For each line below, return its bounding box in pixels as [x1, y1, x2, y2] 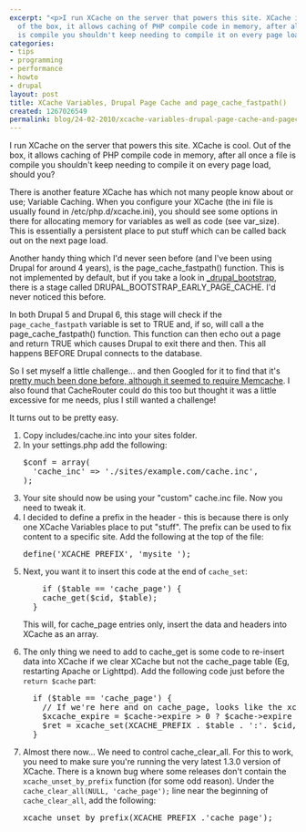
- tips [9, 47, 35, 56]
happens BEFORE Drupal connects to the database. [9, 348, 203, 359]
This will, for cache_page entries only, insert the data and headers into [22, 619, 287, 630]
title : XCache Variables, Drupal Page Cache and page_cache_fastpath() [9, 98, 287, 108]
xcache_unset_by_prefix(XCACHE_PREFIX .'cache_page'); [22, 813, 273, 823]
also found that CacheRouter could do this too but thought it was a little [9, 385, 277, 396]
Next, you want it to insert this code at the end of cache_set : [22, 566, 248, 577]
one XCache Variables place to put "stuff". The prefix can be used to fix [22, 521, 291, 533]
